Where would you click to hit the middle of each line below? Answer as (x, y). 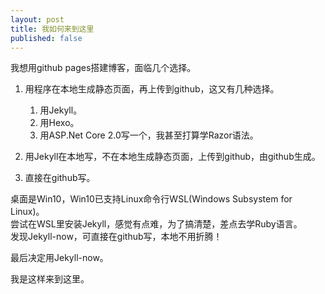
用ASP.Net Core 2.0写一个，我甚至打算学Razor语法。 (149, 135)
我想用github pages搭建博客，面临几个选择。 (103, 68)
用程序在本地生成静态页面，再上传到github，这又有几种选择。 (152, 89)
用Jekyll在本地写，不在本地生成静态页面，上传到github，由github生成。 (172, 157)
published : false (46, 38)
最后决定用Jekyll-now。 (59, 258)
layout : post (37, 19)
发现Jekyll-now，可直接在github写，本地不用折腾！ (116, 237)
